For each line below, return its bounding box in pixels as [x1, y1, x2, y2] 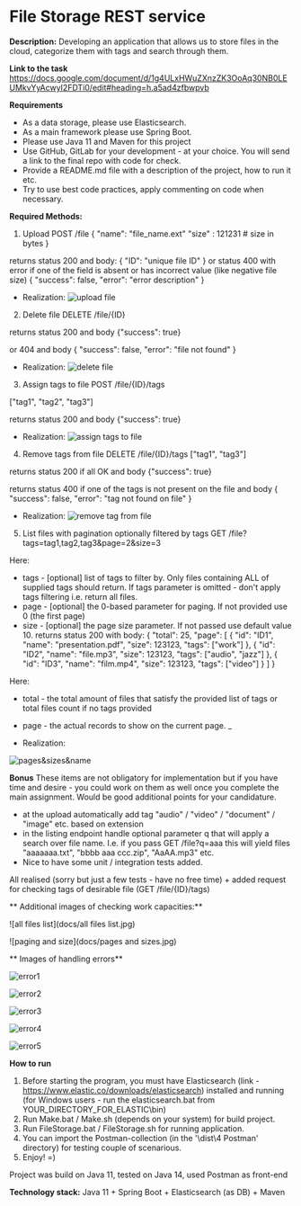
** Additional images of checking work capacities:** [9, 901, 203, 912]
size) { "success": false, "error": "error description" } [9, 274, 205, 285]
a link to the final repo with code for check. [22, 155, 181, 165]
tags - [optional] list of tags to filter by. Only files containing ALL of [22, 572, 270, 583]
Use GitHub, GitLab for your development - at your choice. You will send [22, 146, 290, 156]
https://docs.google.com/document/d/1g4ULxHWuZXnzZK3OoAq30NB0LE [9, 72, 288, 83]
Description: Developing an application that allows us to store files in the [9, 36, 279, 47]
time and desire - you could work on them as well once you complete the [9, 782, 279, 792]
